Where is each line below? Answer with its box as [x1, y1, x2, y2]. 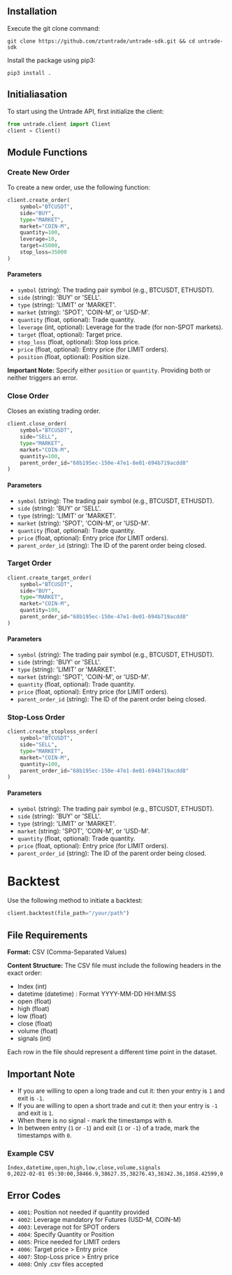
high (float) [17, 1005, 50, 1013]
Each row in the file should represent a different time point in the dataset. [7, 1048, 217, 1056]
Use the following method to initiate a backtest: [7, 896, 143, 905]
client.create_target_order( [7, 574, 92, 581]
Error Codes [7, 1189, 61, 1201]
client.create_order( [7, 197, 71, 204]
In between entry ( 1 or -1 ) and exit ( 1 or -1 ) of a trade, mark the [17, 1123, 200, 1132]
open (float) [17, 997, 52, 1005]
